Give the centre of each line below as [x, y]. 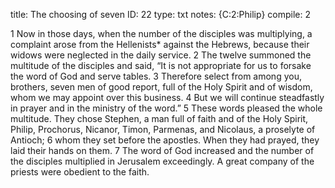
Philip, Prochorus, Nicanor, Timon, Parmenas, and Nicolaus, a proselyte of [163, 129]
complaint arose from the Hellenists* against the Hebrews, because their [160, 44]
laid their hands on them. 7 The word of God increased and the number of [162, 150]
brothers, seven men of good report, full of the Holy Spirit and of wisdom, [161, 87]
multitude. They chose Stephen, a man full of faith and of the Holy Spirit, [159, 118]
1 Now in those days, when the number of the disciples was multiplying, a [161, 33]
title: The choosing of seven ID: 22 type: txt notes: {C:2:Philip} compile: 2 [160, 14]
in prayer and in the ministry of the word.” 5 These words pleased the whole [166, 108]
